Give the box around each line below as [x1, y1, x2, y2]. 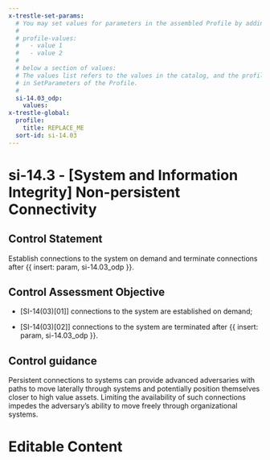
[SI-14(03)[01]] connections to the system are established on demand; [19, 306, 253, 316]
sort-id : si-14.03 [15, 131, 78, 139]
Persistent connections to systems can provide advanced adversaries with [8, 376, 256, 385]
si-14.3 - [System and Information [8, 166, 239, 184]
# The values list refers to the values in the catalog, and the [15, 72, 239, 80]
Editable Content [8, 437, 123, 456]
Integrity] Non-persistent [8, 183, 181, 201]
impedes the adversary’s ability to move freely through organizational [8, 401, 238, 411]
